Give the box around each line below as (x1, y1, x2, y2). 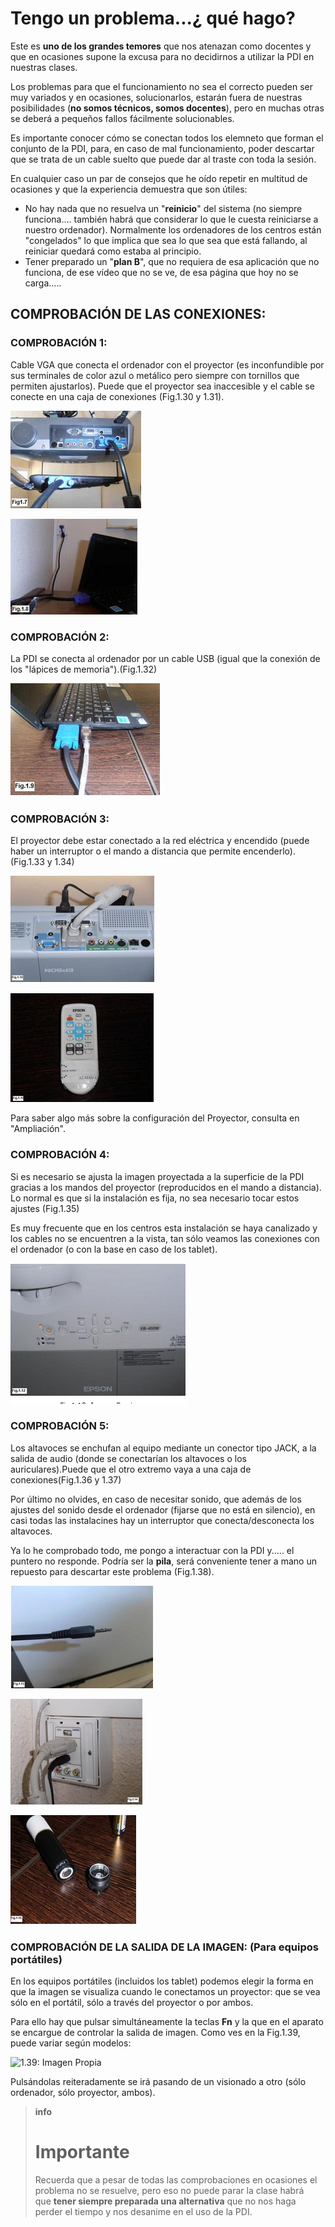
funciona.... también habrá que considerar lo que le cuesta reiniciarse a (24, 213, 319, 225)
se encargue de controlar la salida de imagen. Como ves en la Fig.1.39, (10, 2027, 301, 2039)
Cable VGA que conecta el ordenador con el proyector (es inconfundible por (10, 358, 325, 371)
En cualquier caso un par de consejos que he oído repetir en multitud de (10, 172, 308, 184)
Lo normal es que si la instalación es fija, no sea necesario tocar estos (10, 1192, 300, 1204)
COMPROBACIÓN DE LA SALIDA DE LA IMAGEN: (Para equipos (10, 1940, 319, 1954)
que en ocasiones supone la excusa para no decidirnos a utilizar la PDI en (10, 50, 315, 62)
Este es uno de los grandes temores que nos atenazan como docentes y (10, 40, 312, 52)
